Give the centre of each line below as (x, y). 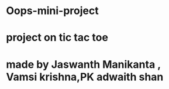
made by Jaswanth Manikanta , (83, 64)
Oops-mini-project (52, 11)
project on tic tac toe (57, 38)
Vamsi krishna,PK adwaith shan (85, 77)
